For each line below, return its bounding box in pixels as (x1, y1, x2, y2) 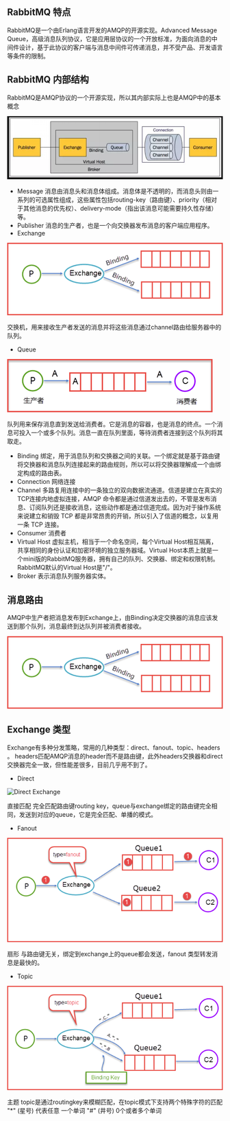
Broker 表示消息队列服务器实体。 (16, 572, 110, 580)
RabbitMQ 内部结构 (7, 74, 89, 86)
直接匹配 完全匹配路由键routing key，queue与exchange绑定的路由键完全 (7, 802, 212, 810)
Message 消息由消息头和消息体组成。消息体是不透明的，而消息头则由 (16, 187, 213, 196)
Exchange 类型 (7, 724, 71, 736)
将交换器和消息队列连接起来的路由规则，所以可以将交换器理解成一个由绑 (16, 461, 221, 469)
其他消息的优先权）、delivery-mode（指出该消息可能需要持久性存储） (23, 205, 218, 213)
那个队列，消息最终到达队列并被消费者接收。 (18, 622, 145, 630)
